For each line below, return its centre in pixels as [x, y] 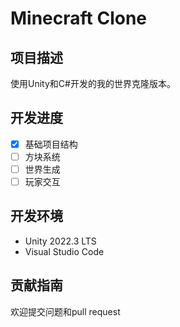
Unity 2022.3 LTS [60, 241]
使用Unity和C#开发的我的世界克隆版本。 [93, 83]
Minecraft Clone [79, 18]
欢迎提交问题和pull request [65, 311]
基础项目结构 [51, 144]
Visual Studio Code [64, 251]
